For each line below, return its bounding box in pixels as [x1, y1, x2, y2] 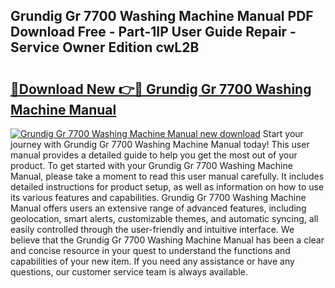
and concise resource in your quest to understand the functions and [10, 245, 291, 256]
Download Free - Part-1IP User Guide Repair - [10, 24, 297, 41]
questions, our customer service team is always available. [10, 266, 249, 278]
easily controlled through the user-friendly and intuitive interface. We [10, 224, 295, 235]
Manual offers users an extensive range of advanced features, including [10, 202, 307, 214]
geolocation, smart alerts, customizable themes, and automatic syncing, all [10, 213, 319, 224]
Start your [262, 128, 304, 139]
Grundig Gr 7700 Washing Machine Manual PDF [10, 8, 314, 25]
